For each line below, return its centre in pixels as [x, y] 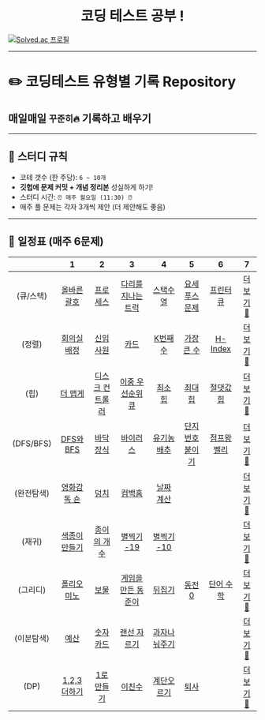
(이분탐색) [32, 638]
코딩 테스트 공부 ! [132, 16]
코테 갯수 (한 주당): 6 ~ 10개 [63, 177]
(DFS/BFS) [32, 443]
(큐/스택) [32, 295]
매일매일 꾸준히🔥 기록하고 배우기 [80, 118]
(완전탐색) [32, 493]
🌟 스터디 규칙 [38, 157]
